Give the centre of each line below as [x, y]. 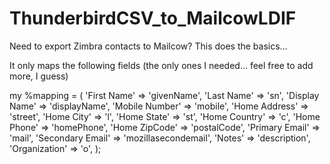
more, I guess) [39, 76]
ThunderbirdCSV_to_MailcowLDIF [153, 18]
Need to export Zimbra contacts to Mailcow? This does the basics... [148, 46]
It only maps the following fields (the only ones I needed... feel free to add [161, 65]
